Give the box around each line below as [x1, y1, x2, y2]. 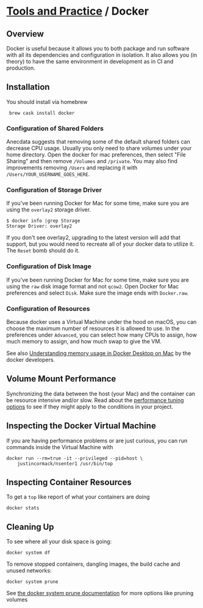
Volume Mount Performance [6, 374, 116, 384]
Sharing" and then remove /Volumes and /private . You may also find [6, 158, 178, 165]
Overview [6, 29, 45, 39]
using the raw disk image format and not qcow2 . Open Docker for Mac [6, 282, 179, 290]
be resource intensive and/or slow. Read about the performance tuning [6, 396, 184, 404]
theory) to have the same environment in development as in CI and [6, 58, 174, 65]
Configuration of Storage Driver [6, 186, 102, 194]
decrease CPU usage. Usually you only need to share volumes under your [6, 145, 192, 152]
